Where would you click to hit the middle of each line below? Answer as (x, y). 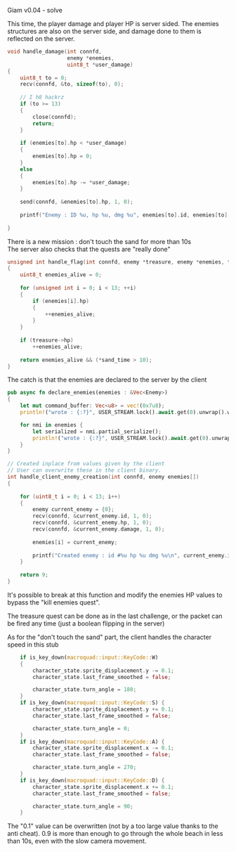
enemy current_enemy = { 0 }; (73, 510)
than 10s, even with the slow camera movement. (77, 841)
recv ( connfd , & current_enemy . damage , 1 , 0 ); (99, 529)
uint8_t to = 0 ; (44, 78)
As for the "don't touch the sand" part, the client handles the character (110, 637)
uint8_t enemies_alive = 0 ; (61, 275)
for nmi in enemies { (51, 425)
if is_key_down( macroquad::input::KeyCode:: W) (89, 657)
